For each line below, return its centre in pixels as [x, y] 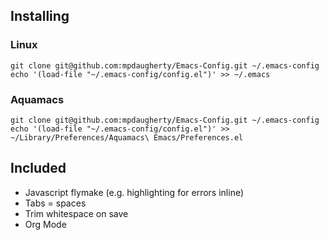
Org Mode [45, 224]
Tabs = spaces [55, 203]
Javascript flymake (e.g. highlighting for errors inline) [134, 192]
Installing [40, 16]
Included [38, 168]
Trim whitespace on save [76, 213]
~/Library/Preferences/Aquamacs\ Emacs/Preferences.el [127, 137]
